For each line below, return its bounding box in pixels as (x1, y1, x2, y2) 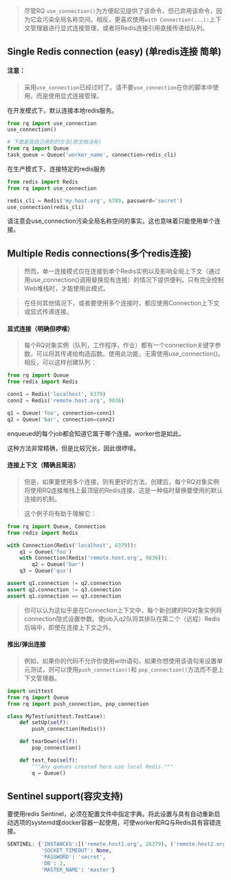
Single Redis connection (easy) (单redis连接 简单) (7, 46, 222, 58)
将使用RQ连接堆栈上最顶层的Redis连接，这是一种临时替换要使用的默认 (23, 486, 223, 494)
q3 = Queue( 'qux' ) (19, 567, 72, 575)
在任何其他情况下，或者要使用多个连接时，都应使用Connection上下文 (23, 299, 220, 307)
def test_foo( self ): (19, 756, 78, 764)
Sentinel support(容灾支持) (7, 790, 124, 802)
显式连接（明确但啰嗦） (7, 324, 74, 333)
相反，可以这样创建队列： (23, 358, 97, 366)
